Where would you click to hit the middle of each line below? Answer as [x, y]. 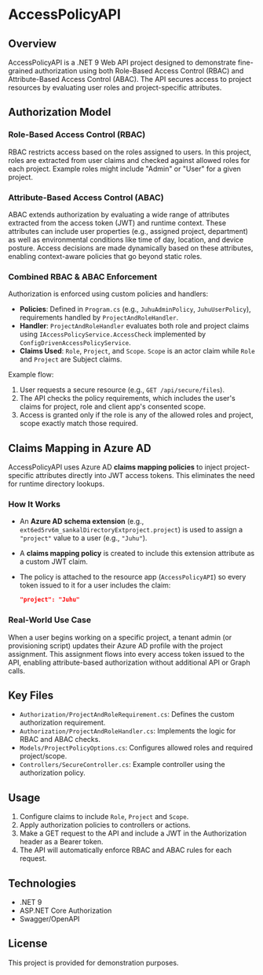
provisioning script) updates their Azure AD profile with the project [116, 645]
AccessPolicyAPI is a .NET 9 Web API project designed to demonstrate [122, 62]
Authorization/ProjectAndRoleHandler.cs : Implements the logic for [128, 731]
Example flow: [31, 375]
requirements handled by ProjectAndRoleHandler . [99, 317]
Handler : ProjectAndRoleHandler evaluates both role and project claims [134, 326]
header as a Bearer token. [61, 842]
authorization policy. [52, 773]
